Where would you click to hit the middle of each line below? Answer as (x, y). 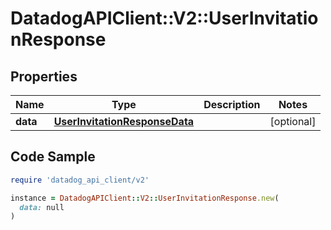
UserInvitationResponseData (124, 121)
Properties (44, 76)
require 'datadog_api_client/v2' (80, 180)
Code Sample (53, 157)
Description (232, 104)
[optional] (293, 121)
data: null (42, 207)
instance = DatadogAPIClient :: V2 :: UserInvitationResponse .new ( (145, 198)
